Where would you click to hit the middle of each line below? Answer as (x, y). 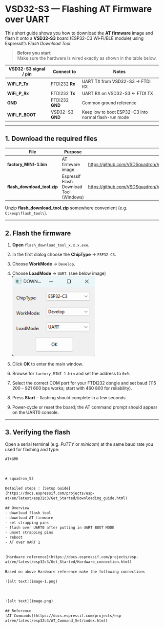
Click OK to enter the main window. (48, 364)
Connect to (64, 72)
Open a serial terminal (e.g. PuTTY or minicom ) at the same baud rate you (79, 444)
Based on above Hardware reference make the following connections (75, 572)
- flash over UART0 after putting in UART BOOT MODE (60, 528)
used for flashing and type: (32, 449)
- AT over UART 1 (23, 542)
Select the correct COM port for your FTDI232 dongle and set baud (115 (84, 383)
